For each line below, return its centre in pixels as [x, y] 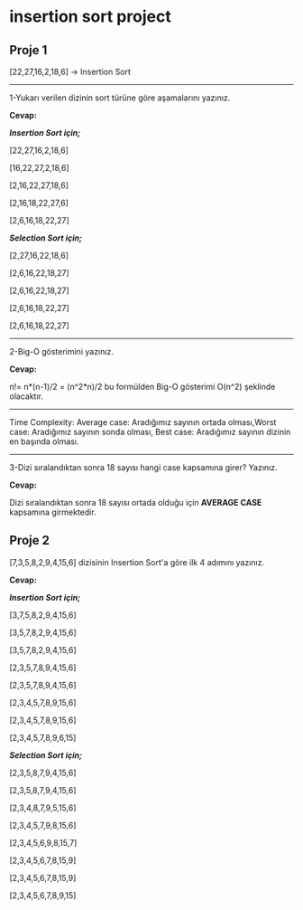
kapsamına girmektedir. [53, 512]
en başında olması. [44, 441]
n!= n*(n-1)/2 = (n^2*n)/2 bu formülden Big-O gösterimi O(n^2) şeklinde [142, 387]
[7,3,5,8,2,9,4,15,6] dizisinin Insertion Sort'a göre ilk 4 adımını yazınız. [137, 562]
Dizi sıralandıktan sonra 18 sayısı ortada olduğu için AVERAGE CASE [136, 502]
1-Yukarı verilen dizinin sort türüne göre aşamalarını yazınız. [120, 98]
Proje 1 [28, 50]
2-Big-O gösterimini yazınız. [62, 351]
